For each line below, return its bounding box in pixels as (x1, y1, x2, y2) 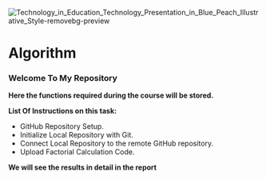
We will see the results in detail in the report (8, 162, 157, 172)
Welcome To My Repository (8, 73, 118, 84)
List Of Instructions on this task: (8, 106, 117, 116)
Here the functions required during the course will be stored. (8, 90, 214, 100)
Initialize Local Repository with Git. (19, 130, 134, 140)
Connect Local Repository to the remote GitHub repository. (19, 138, 214, 148)
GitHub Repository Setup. (19, 122, 104, 131)
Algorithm (8, 44, 77, 62)
